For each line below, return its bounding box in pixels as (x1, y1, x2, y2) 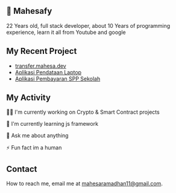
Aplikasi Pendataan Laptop (14, 68, 82, 76)
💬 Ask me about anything (6, 132, 69, 139)
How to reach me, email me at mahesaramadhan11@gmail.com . (6, 180, 163, 188)
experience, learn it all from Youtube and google (6, 28, 126, 36)
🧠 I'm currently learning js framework (6, 120, 98, 128)
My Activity (6, 93, 51, 103)
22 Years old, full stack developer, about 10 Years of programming (6, 22, 171, 29)
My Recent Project (6, 46, 77, 56)
